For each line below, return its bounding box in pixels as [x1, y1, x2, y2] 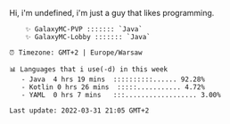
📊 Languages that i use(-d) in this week [9, 65, 168, 74]
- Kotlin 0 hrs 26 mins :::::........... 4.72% [21, 83, 205, 92]
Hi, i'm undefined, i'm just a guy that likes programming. [9, 8, 215, 18]
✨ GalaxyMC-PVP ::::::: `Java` [25, 25, 143, 34]
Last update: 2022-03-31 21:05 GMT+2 [9, 106, 150, 115]
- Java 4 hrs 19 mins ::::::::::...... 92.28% [21, 75, 205, 84]
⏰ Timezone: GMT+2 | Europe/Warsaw [9, 48, 143, 57]
